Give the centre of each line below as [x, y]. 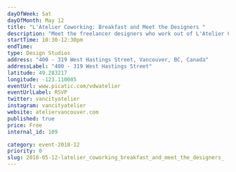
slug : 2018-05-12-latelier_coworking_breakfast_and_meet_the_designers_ [116, 158]
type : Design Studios [39, 54]
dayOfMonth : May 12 [36, 20]
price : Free [25, 125]
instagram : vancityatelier [47, 106]
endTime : [20, 47]
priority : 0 [25, 151]
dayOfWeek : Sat [29, 14]
